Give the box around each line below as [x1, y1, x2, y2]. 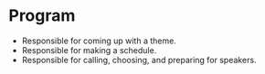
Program [8, 5, 76, 26]
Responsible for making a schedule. [21, 44, 157, 55]
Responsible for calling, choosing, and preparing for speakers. [21, 54, 257, 65]
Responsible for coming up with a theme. [21, 35, 177, 46]
